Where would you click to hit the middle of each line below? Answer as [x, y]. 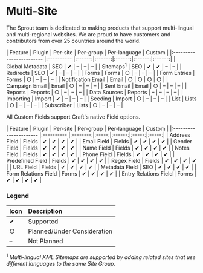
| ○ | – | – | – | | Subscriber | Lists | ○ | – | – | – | [65, 105]
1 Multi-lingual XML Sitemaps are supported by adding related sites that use [101, 257]
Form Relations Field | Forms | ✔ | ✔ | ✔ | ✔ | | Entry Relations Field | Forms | [101, 173]
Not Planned [46, 241]
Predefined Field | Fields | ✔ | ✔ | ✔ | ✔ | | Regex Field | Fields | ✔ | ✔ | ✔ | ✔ [101, 160]
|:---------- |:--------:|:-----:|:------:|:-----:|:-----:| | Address [114, 135]
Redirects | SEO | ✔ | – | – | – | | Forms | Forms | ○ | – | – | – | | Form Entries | [101, 73]
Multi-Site [32, 11]
